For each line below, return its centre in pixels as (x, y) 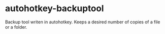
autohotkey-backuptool (55, 8)
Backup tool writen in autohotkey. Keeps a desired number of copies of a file (83, 22)
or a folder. (16, 27)
